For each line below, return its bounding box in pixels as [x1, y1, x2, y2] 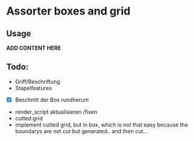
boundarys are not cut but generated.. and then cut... [15, 127, 149, 134]
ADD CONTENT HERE [6, 44, 61, 51]
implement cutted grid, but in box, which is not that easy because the [15, 121, 189, 128]
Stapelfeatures [15, 84, 52, 91]
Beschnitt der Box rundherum [15, 96, 89, 103]
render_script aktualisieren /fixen [15, 108, 98, 116]
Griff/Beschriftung [15, 77, 61, 85]
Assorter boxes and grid [6, 4, 131, 18]
